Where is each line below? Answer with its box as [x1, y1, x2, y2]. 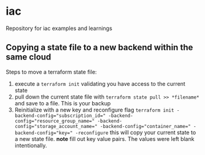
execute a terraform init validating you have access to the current [14, 80, 185, 87]
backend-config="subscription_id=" [14, 112, 106, 119]
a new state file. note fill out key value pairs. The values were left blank [14, 135, 195, 142]
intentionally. [14, 142, 47, 149]
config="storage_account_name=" [14, 123, 98, 129]
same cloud [6, 52, 52, 62]
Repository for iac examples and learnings [6, 25, 113, 32]
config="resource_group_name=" [14, 118, 95, 124]
